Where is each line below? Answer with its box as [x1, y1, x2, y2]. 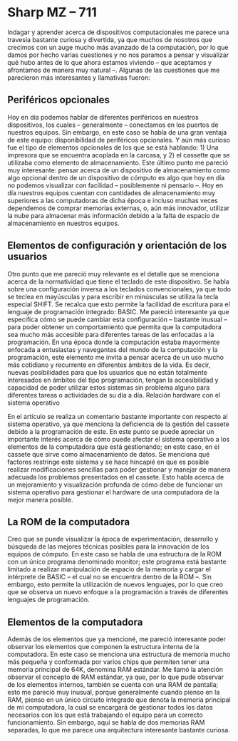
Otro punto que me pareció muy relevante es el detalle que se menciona [7, 269, 219, 278]
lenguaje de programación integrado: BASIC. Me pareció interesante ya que [7, 307, 229, 316]
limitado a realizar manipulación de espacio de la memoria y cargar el [7, 565, 212, 574]
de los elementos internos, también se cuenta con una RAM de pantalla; [7, 680, 219, 689]
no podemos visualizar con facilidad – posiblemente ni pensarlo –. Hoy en [7, 181, 224, 190]
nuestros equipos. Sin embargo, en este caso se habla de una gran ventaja [7, 128, 227, 136]
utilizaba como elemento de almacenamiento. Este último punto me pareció [7, 158, 229, 167]
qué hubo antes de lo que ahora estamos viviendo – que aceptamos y [7, 58, 212, 66]
